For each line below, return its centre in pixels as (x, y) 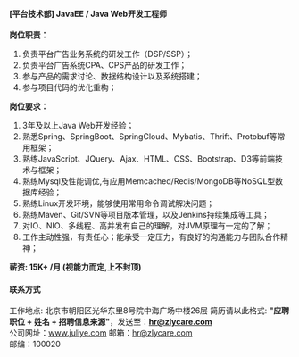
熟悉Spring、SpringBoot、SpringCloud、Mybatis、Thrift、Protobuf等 (150, 137)
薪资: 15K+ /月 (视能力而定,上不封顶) (75, 267)
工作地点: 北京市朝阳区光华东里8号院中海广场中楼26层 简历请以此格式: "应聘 (149, 311)
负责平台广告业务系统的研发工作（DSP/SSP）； (108, 54)
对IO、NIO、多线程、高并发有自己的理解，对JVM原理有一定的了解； (147, 226)
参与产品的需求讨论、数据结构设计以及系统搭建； (112, 77)
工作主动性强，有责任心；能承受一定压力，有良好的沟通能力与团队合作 (151, 237)
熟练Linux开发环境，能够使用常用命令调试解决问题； (118, 203)
